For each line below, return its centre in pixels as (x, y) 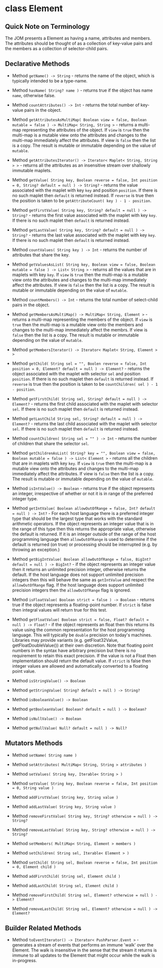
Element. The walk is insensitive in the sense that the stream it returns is (84, 950)
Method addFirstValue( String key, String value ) (65, 797)
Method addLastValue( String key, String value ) (64, 806)
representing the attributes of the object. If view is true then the (86, 130)
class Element (34, 9)
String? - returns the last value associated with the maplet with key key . (84, 235)
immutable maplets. (32, 170)
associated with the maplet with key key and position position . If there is (85, 190)
